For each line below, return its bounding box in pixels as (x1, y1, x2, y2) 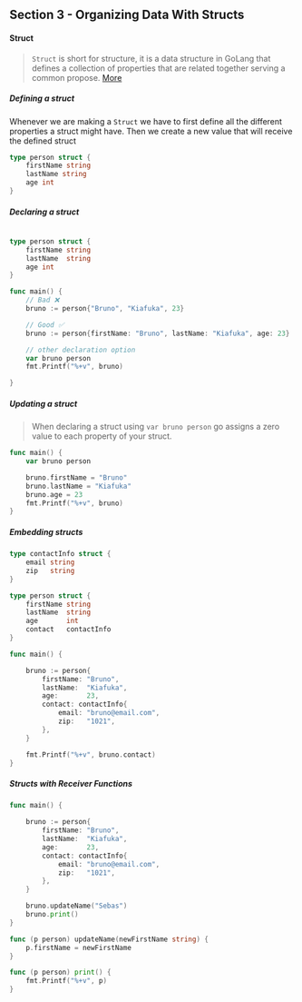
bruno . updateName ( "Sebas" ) (25, 901, 128, 911)
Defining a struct (9, 93, 75, 104)
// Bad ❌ (25, 295, 60, 305)
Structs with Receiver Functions (9, 779, 133, 789)
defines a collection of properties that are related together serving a (31, 63, 286, 74)
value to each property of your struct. (31, 431, 172, 441)
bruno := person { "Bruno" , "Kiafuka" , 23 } (25, 304, 184, 313)
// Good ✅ (25, 320, 64, 330)
